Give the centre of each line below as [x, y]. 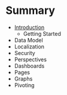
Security [25, 53]
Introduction [29, 27]
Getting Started [42, 33]
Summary [30, 11]
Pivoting [24, 85]
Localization [29, 47]
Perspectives [31, 59]
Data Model [28, 40]
